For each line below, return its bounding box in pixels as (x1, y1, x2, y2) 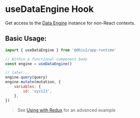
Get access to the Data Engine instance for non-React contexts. (5, 20, 136, 26)
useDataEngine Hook (5, 3, 94, 15)
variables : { (14, 84, 41, 89)
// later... (5, 70, 30, 75)
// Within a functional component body (5, 56, 88, 62)
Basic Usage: (5, 34, 47, 43)
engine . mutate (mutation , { (5, 80, 61, 85)
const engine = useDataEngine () (5, 61, 72, 66)
